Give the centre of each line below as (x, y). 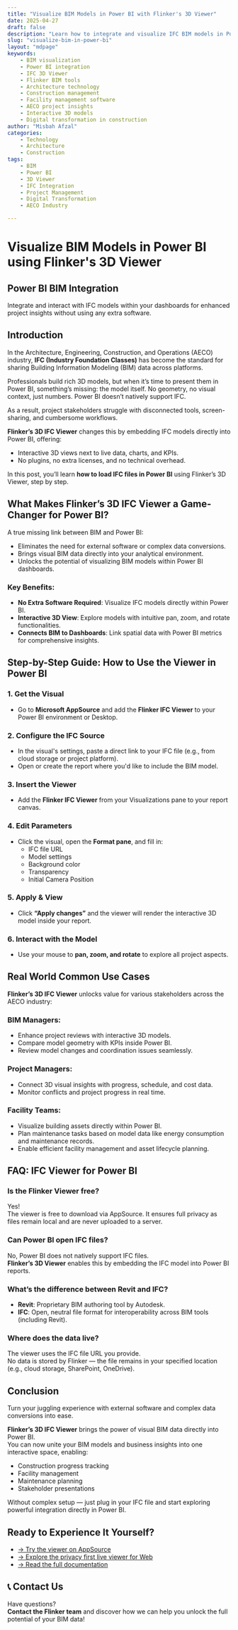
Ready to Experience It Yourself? (81, 1532)
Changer (27, 515)
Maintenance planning (50, 1481)
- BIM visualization (50, 60)
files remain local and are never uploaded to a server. (85, 1222)
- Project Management (52, 193)
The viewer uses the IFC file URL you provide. (74, 1353)
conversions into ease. (40, 1416)
